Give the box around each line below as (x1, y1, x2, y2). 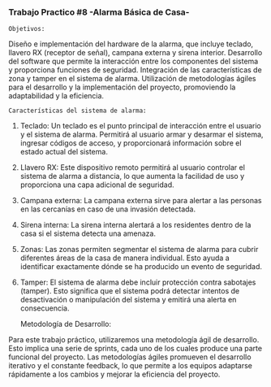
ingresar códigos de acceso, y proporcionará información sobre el (19, 138, 242, 148)
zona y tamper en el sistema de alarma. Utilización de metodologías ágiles (8, 74, 256, 84)
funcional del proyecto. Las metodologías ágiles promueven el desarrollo (8, 352, 252, 362)
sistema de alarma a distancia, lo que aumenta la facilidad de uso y (19, 172, 245, 181)
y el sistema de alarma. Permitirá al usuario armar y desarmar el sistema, (19, 129, 264, 140)
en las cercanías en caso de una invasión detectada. (19, 204, 196, 214)
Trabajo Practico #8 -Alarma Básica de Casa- (8, 7, 190, 18)
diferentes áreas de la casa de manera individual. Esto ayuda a (19, 253, 230, 263)
